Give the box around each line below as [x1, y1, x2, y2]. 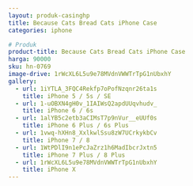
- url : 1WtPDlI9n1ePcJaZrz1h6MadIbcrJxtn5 [15, 143, 157, 151]
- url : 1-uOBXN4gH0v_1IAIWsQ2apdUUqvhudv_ [15, 100, 157, 108]
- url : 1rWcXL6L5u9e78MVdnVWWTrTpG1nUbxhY [15, 158, 157, 166]
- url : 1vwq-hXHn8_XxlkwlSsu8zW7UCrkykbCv [15, 129, 157, 137]
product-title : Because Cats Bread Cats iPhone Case [8, 48, 186, 56]
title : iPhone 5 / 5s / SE [22, 92, 112, 100]
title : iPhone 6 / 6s [22, 107, 93, 115]
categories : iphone [8, 26, 73, 34]
